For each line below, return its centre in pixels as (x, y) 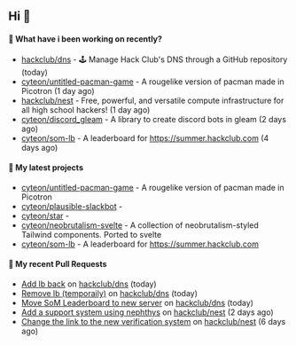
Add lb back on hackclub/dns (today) (89, 284)
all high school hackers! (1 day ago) (86, 110)
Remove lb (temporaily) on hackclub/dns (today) (109, 293)
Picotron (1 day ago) (58, 90)
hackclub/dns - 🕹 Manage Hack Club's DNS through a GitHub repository (154, 59)
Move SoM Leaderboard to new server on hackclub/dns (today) (137, 303)
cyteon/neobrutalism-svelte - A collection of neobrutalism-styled (140, 225)
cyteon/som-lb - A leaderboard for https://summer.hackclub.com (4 (145, 137)
